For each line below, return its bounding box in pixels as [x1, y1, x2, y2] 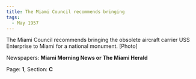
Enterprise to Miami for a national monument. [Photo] [6, 42, 138, 50]
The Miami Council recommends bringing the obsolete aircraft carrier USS [6, 37, 191, 44]
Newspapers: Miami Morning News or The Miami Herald [6, 54, 149, 62]
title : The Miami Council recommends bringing [6, 8, 125, 15]
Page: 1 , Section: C [6, 66, 53, 73]
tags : [6, 14, 20, 20]
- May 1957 [11, 20, 39, 26]
